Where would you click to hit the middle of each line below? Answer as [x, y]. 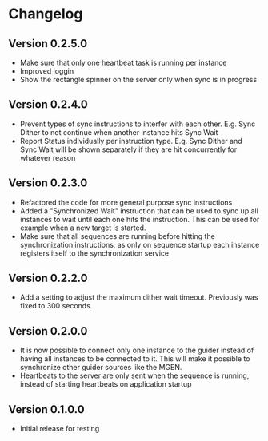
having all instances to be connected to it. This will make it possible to [135, 359]
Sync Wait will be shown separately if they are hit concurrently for [128, 149]
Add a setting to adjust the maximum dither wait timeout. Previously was [139, 297]
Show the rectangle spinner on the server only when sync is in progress [138, 79]
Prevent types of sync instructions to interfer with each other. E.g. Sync [138, 124]
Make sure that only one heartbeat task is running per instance [123, 62]
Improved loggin [47, 71]
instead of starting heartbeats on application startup [106, 384]
